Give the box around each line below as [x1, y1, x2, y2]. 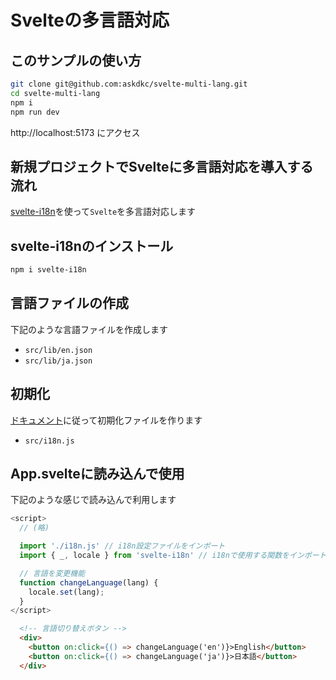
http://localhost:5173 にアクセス [10, 126, 141, 138]
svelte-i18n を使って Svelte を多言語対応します [10, 206, 197, 218]
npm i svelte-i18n [10, 265, 87, 275]
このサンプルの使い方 [10, 52, 142, 69]
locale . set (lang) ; [28, 587, 105, 597]
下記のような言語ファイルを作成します [10, 323, 168, 335]
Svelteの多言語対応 [10, 9, 170, 32]
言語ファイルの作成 [10, 295, 129, 312]
